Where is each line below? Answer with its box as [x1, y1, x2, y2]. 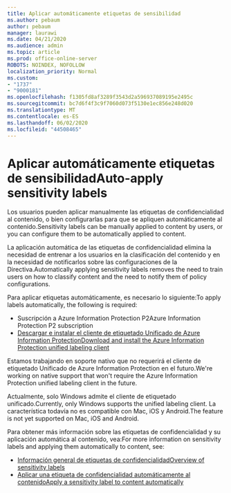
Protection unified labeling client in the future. [7, 379, 138, 387]
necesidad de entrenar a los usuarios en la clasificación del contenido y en [7, 250, 221, 259]
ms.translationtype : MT [7, 106, 76, 113]
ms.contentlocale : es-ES [7, 113, 79, 120]
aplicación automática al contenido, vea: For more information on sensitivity [7, 435, 221, 443]
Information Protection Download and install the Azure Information [17, 336, 205, 344]
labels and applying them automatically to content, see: [7, 443, 165, 451]
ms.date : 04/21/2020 [7, 36, 67, 43]
